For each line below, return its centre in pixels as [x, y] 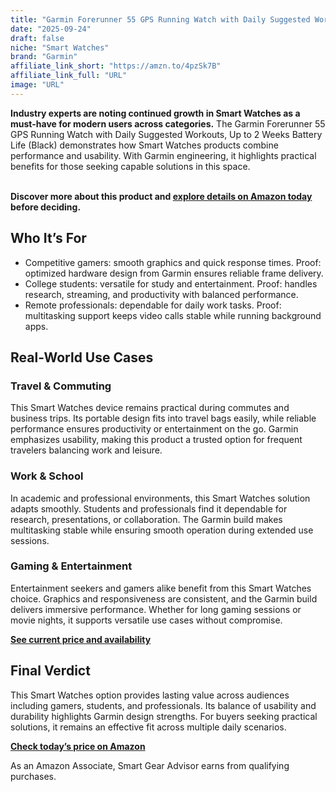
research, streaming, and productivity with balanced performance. [161, 294]
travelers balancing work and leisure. [86, 450]
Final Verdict [50, 671]
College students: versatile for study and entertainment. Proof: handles [171, 283]
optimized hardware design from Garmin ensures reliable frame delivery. [174, 273]
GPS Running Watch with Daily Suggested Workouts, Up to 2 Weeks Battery [166, 134]
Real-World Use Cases [82, 357]
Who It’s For [48, 238]
